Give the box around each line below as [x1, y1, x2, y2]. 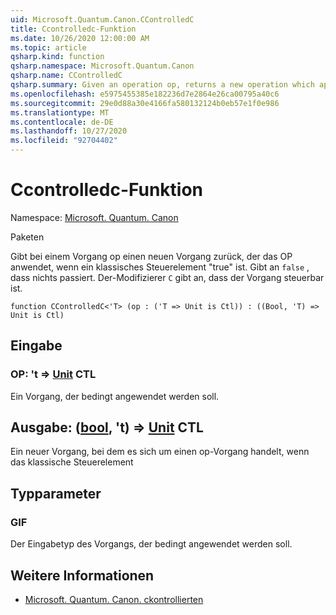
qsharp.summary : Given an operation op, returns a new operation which [10, 80, 315, 90]
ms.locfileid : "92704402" [10, 136, 118, 146]
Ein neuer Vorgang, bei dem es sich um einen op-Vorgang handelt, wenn [10, 446, 310, 458]
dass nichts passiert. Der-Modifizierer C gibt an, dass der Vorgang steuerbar [10, 271, 325, 283]
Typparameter [10, 485, 102, 502]
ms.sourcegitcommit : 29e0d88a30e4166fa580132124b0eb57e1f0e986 [10, 98, 280, 108]
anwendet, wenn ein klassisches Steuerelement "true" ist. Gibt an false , [10, 261, 310, 273]
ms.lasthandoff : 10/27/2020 [10, 126, 128, 136]
